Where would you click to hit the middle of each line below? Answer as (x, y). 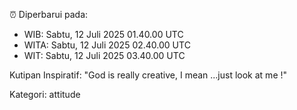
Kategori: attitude (45, 94)
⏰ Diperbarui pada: (49, 14)
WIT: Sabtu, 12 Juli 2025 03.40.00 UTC (104, 55)
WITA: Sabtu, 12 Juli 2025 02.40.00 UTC (107, 45)
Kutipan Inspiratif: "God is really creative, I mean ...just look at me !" (148, 75)
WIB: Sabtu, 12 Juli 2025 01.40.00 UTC (103, 34)
